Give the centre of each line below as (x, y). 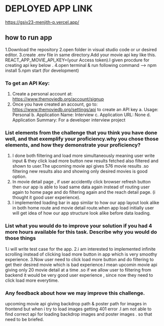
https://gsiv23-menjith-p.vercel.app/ (42, 22)
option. (19, 177)
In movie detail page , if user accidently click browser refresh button (82, 182)
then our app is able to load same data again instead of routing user (81, 187)
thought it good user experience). (46, 198)
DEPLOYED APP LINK (49, 9)
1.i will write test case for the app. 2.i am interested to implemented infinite (81, 249)
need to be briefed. (25, 319)
